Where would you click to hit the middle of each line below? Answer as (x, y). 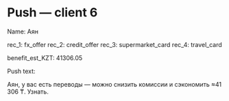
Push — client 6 (52, 13)
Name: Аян (23, 31)
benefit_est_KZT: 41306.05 (45, 58)
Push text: (21, 71)
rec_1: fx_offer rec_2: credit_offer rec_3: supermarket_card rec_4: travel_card (115, 44)
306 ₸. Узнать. (28, 91)
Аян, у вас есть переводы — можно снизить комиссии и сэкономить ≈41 (114, 84)
